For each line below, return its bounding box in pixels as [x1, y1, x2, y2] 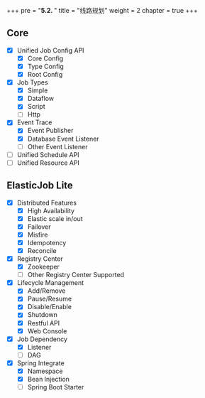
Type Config [27, 62, 65, 70]
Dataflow [27, 95, 55, 103]
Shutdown [27, 311, 58, 319]
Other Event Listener [27, 142, 88, 151]
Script [27, 102, 45, 111]
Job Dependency [16, 335, 68, 343]
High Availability [27, 206, 75, 215]
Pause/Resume [27, 294, 72, 303]
